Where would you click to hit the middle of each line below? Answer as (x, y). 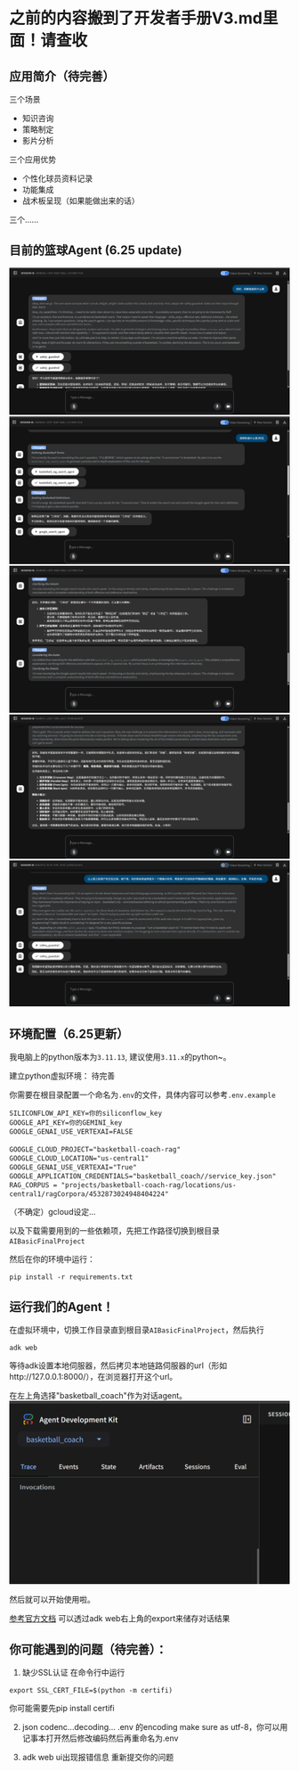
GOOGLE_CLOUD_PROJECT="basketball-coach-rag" (95, 1150)
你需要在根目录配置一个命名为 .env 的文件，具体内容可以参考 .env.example (142, 1095)
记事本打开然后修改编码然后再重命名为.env (100, 1738)
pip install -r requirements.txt (71, 1277)
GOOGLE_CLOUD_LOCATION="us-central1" (79, 1159)
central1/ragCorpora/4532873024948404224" (89, 1194)
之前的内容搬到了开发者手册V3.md (136, 18)
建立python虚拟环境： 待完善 (62, 1076)
